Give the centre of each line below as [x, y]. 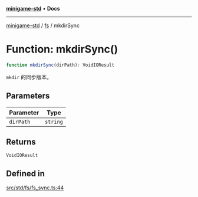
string [54, 122]
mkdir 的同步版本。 [29, 77]
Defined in [26, 173]
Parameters [28, 96]
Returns [21, 142]
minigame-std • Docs [33, 9]
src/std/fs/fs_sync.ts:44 [35, 188]
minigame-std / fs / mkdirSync [43, 25]
